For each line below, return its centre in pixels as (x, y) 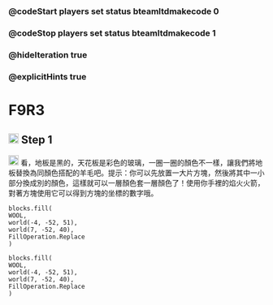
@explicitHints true (48, 76)
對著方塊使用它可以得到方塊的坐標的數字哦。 (83, 193)
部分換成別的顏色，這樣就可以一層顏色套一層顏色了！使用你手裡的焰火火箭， (136, 183)
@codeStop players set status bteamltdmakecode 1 (113, 32)
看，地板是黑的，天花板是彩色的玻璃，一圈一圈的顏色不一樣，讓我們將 (138, 162)
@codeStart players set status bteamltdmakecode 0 (114, 11)
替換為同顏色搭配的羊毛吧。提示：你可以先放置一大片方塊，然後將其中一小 (140, 173)
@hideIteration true (48, 54)
